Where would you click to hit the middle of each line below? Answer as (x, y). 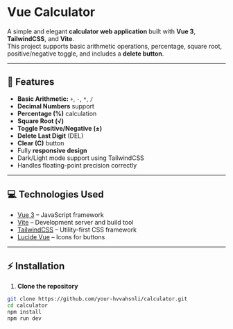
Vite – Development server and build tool (75, 222)
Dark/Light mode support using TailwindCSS (80, 158)
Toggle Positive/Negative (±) (60, 128)
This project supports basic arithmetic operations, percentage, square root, (115, 46)
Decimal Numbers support (56, 106)
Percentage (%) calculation (57, 113)
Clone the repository (48, 287)
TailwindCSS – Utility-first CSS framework (77, 230)
